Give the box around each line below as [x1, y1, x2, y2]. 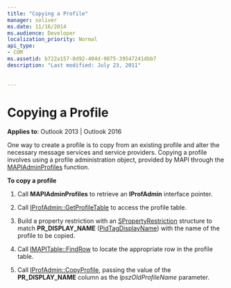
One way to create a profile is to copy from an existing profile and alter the [7, 141, 220, 149]
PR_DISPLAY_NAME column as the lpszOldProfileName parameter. [17, 273, 210, 282]
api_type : [7, 42, 36, 49]
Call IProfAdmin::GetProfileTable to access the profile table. [17, 203, 187, 212]
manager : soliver [7, 17, 58, 24]
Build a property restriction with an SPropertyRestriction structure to [17, 217, 213, 226]
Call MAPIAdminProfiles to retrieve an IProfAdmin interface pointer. [17, 190, 213, 198]
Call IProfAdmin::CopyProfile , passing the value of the [17, 266, 171, 274]
